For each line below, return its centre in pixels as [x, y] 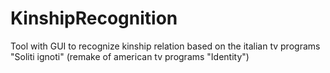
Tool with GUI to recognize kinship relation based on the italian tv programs [165, 46]
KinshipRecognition [94, 18]
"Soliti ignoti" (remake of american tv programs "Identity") [130, 56]
